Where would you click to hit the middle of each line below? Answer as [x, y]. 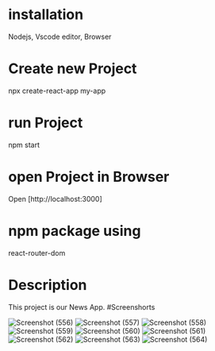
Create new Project [73, 69]
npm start [24, 145]
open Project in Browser [89, 177]
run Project [46, 123]
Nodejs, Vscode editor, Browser [60, 37]
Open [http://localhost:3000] [55, 199]
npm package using [75, 231]
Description [48, 285]
